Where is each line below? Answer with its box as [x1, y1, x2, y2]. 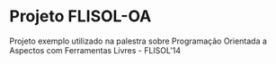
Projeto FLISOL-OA [9, 6, 152, 27]
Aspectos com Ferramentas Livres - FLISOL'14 [9, 44, 182, 55]
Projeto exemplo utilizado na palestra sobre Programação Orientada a [9, 36, 268, 46]
